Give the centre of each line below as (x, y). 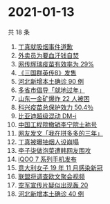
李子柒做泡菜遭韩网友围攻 (54, 150)
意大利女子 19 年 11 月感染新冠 (60, 167)
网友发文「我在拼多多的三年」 (60, 133)
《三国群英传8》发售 (47, 73)
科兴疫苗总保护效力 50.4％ (56, 107)
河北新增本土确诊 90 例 (51, 81)
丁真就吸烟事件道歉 (45, 46)
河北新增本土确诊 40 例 (51, 194)
